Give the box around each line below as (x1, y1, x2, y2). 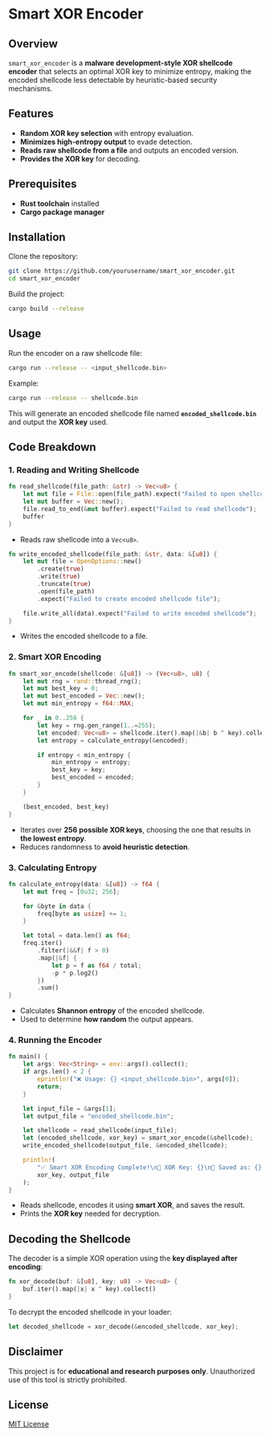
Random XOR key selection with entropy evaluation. (19, 128, 194, 137)
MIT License (8, 1419, 50, 1429)
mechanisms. (8, 84, 53, 93)
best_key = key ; (51, 766, 106, 774)
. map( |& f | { (37, 954, 78, 962)
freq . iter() (22, 939, 63, 947)
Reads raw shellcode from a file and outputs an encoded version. (19, 145, 239, 155)
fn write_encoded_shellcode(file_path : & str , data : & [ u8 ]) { (8, 550, 218, 558)
